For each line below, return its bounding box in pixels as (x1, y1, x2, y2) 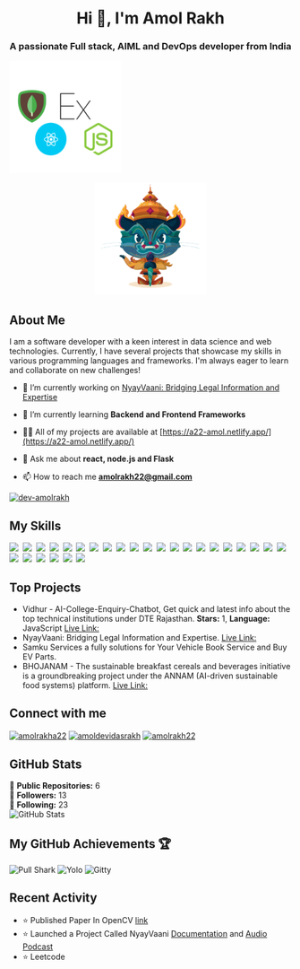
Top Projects (9, 580, 81, 595)
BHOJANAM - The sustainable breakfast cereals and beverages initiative (21, 660, 291, 671)
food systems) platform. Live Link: (21, 679, 149, 690)
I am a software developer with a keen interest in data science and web (9, 336, 272, 347)
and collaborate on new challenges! (9, 365, 141, 376)
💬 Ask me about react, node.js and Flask (21, 453, 175, 465)
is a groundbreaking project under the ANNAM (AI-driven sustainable (21, 670, 279, 681)
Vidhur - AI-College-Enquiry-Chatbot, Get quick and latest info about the (21, 603, 291, 614)
